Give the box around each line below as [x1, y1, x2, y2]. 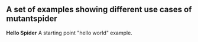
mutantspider [6, 14, 57, 24]
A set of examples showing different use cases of [6, 5, 192, 15]
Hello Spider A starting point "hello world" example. [6, 29, 133, 36]
